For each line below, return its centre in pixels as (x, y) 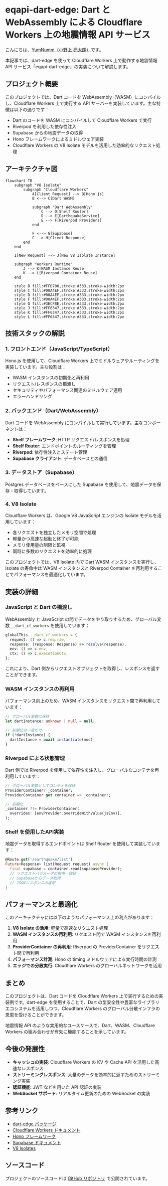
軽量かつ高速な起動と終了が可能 (45, 539)
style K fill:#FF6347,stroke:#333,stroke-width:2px (69, 312)
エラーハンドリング (32, 397)
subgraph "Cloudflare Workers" (56, 190)
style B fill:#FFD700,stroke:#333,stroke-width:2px (69, 286)
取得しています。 (31, 490)
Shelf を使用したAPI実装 (35, 831)
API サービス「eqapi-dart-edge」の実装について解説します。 (68, 66)
